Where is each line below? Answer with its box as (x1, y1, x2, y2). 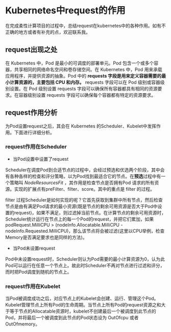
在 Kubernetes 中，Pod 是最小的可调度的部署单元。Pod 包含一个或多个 (5, 60, 154, 66)
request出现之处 (5, 46, 58, 54)
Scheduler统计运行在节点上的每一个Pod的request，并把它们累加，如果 (5, 216, 154, 222)
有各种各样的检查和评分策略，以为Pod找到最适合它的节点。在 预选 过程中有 (5, 173, 161, 179)
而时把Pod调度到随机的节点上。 (5, 269, 72, 275)
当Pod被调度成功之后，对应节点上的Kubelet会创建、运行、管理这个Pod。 (5, 295, 159, 302)
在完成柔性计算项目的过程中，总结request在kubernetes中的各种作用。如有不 (5, 23, 166, 29)
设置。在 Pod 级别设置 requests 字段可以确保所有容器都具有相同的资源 (9, 85, 158, 92)
